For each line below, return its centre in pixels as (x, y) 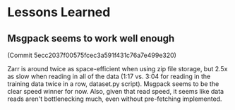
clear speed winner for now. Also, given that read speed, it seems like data (116, 91)
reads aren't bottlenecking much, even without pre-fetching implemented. (115, 99)
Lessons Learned (59, 12)
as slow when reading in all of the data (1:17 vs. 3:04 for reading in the (109, 76)
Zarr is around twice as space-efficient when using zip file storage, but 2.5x (117, 69)
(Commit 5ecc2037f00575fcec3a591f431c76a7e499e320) (92, 55)
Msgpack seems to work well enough (91, 38)
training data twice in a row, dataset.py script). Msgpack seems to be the (113, 84)
